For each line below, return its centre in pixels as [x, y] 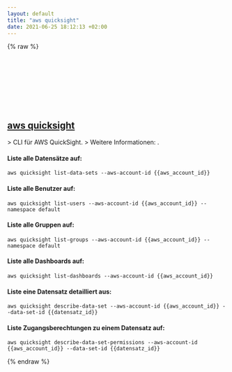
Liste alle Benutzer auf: [41, 188]
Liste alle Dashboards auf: [46, 261]
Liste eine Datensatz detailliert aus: [60, 292]
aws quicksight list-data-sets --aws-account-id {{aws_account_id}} [109, 173]
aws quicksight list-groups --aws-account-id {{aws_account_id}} [104, 239]
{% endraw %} [29, 362]
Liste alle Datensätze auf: [45, 158]
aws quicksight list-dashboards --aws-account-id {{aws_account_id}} [110, 276]
